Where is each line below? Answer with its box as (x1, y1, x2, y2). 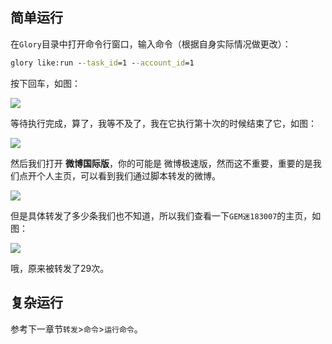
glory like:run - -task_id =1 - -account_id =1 (10, 58, 195, 68)
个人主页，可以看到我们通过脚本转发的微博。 (36, 169, 221, 182)
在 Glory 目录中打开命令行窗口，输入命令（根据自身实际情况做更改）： (10, 38, 292, 50)
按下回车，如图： (10, 77, 81, 89)
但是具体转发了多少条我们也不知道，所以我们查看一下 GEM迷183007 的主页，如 (10, 209, 322, 222)
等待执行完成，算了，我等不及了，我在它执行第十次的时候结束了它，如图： (10, 117, 317, 129)
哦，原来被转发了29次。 (10, 262, 110, 274)
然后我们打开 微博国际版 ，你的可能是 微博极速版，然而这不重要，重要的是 (10, 157, 313, 169)
